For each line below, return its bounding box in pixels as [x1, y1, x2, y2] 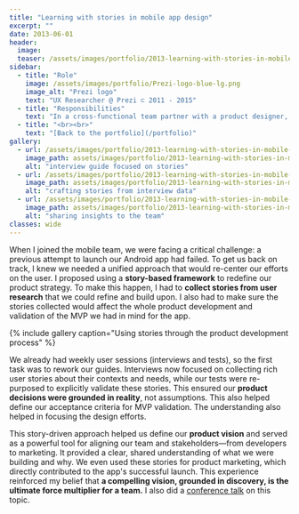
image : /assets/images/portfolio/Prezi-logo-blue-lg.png [25, 79, 241, 88]
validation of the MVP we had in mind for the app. [9, 310, 191, 321]
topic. [9, 494, 30, 505]
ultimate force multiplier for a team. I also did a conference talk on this [9, 485, 271, 495]
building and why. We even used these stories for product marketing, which [9, 456, 287, 467]
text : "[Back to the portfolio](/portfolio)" [25, 129, 198, 138]
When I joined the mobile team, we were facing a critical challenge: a [9, 244, 262, 254]
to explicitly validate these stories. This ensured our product [46, 382, 269, 393]
